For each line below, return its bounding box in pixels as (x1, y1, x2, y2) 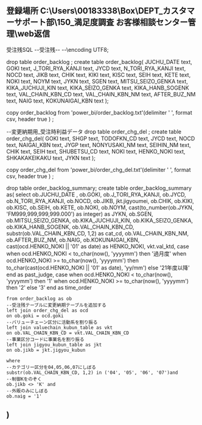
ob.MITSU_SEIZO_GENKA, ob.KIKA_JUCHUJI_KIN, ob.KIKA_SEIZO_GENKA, (6, 216, 193, 224)
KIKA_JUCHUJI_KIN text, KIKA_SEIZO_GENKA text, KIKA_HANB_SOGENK (6, 84, 190, 91)
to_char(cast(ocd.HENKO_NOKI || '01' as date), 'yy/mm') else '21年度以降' (6, 264, 190, 271)
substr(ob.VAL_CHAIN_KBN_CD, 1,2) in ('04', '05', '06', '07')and (6, 370, 178, 376)
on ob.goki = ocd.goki (6, 313, 64, 319)
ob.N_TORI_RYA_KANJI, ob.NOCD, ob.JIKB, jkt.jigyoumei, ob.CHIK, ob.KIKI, (6, 197, 194, 204)
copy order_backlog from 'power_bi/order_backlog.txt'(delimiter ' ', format (6, 109, 193, 116)
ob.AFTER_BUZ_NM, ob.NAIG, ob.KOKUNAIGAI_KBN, (6, 236, 140, 243)
